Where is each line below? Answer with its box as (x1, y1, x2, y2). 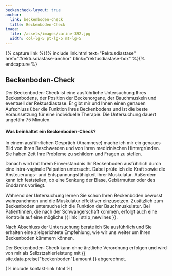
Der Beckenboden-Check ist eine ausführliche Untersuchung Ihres (5, 89, 146, 95)
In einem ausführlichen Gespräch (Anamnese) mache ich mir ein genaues (5, 139, 161, 146)
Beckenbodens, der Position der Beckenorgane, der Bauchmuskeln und (5, 95, 157, 101)
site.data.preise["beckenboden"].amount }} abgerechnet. (5, 256, 127, 262)
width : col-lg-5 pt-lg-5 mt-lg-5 (10, 36, 82, 41)
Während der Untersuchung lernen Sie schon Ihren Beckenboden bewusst (5, 192, 163, 198)
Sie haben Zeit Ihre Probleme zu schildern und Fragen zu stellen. (5, 151, 142, 157)
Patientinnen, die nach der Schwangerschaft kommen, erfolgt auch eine (5, 208, 158, 215)
